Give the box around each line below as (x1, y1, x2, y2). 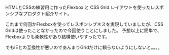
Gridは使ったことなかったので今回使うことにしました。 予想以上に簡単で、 (5, 27, 162, 33)
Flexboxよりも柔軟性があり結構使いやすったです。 (5, 34, 110, 39)
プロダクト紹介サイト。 (22, 10, 72, 16)
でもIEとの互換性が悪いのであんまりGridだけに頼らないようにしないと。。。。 (5, 44, 162, 50)
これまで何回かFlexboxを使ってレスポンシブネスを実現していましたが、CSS (5, 21, 164, 27)
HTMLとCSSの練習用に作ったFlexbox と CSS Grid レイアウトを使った (5, 4, 151, 10)
